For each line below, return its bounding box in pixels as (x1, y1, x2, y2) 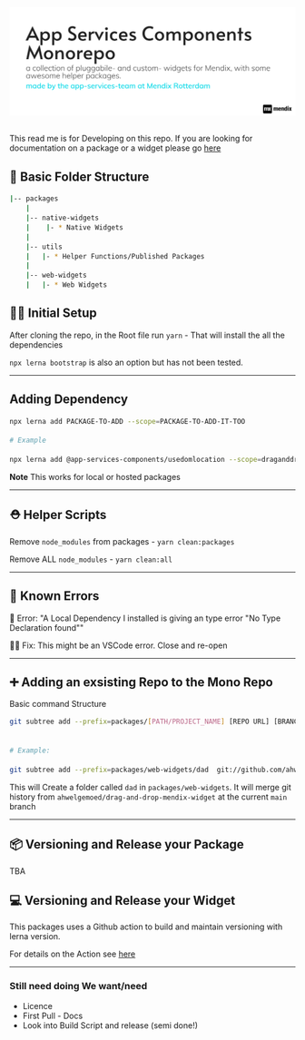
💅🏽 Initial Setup (9, 306, 97, 321)
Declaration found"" (9, 622, 84, 633)
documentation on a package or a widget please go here (9, 142, 221, 153)
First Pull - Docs (22, 1010, 84, 1021)
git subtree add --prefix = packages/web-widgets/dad (9, 765, 209, 774)
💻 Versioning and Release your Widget (9, 892, 236, 908)
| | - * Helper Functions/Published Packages (25, 251, 205, 260)
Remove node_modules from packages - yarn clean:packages (9, 535, 235, 546)
